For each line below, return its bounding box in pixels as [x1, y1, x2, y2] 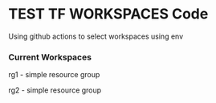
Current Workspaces [8, 51, 92, 63]
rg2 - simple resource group [8, 85, 102, 95]
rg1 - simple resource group [8, 70, 100, 80]
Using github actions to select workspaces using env [8, 31, 184, 41]
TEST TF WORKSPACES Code [8, 5, 209, 23]
